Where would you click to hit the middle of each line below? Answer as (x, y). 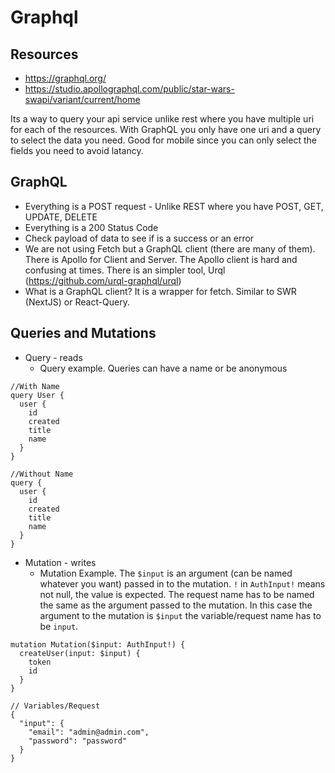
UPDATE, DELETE (61, 217)
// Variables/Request (55, 706)
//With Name (35, 386)
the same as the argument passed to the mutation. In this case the (176, 605)
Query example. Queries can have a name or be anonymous (163, 368)
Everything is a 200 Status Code (91, 227)
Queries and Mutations (83, 333)
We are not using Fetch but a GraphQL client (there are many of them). (170, 248)
